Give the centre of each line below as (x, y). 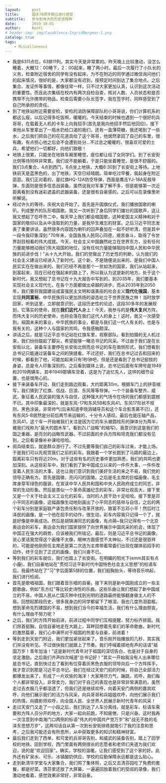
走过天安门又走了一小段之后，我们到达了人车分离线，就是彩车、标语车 (84, 707)
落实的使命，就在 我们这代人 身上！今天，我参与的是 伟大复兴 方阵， (93, 310)
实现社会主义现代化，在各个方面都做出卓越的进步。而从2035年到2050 (84, 285)
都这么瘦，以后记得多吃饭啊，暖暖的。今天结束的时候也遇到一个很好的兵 (86, 117)
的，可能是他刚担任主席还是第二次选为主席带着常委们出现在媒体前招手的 (86, 545)
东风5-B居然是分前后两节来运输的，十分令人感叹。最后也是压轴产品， (88, 415)
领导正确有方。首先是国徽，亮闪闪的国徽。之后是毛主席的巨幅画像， (82, 477)
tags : (11, 42)
